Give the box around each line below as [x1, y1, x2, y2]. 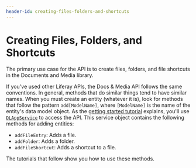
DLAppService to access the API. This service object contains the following [6, 114, 185, 121]
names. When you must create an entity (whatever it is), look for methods [6, 95, 183, 102]
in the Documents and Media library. [6, 71, 94, 79]
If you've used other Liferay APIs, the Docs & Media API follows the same [6, 83, 183, 90]
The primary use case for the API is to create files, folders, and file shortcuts [6, 65, 190, 72]
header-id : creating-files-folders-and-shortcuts [6, 8, 130, 15]
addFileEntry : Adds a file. [14, 131, 77, 138]
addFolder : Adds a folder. [14, 138, 75, 145]
